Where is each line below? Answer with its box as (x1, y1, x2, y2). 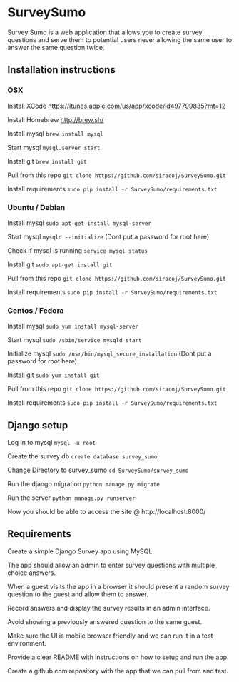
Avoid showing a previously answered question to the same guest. (7, 617, 202, 626)
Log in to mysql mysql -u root (7, 438, 96, 447)
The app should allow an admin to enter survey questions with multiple (7, 561, 215, 569)
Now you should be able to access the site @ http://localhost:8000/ (7, 508, 206, 516)
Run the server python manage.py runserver (7, 493, 136, 502)
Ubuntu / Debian (7, 202, 66, 212)
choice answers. (7, 568, 56, 577)
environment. (7, 638, 46, 647)
